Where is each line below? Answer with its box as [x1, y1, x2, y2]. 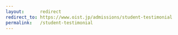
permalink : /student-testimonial [5, 20, 93, 26]
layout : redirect [5, 8, 62, 15]
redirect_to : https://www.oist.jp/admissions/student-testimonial [5, 14, 173, 20]
